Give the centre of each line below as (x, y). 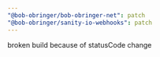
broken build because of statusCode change (80, 45)
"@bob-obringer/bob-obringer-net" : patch (76, 15)
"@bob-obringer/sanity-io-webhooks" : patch (80, 23)
